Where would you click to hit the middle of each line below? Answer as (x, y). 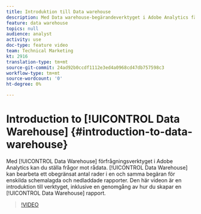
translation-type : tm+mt (37, 62)
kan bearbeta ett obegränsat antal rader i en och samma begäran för (91, 174)
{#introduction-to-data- (132, 132)
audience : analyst (29, 34)
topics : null (22, 28)
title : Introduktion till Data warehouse (59, 12)
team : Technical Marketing (40, 51)
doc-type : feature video (37, 46)
